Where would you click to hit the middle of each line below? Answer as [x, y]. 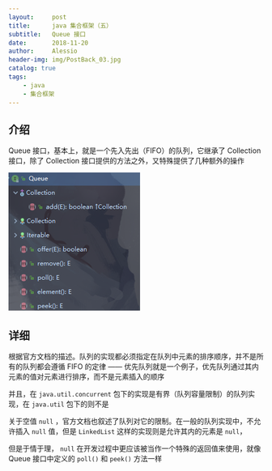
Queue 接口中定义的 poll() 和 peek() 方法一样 [85, 459]
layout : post [38, 17]
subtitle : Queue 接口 [47, 34]
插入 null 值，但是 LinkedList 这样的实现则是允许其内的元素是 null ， [131, 431]
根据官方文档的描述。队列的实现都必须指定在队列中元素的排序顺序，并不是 [132, 357]
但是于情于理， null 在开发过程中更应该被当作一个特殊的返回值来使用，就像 [135, 448]
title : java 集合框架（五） [60, 25]
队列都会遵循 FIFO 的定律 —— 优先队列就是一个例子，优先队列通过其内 [140, 367]
